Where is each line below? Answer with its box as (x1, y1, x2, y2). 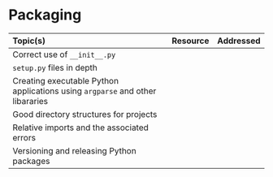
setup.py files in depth (12, 62, 97, 73)
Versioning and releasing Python (12, 145, 136, 156)
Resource (171, 35, 210, 46)
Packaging (8, 6, 82, 24)
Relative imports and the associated (12, 122, 149, 133)
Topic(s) (12, 35, 46, 46)
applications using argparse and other (12, 85, 157, 97)
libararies (12, 95, 49, 106)
